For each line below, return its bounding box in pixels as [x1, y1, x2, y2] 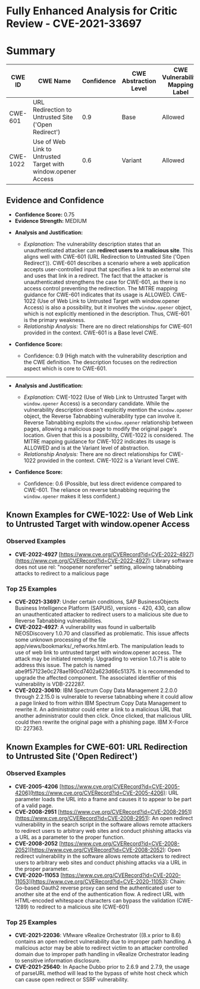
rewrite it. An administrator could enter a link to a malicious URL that [14, 705, 182, 713]
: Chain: [167, 878, 186, 885]
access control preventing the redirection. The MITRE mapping [23, 284, 178, 292]
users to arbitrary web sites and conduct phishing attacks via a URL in [14, 858, 187, 866]
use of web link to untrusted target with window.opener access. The [14, 649, 182, 656]
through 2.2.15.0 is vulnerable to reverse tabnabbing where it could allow [14, 693, 193, 700]
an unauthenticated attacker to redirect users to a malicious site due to [14, 610, 189, 618]
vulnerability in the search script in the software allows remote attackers [14, 821, 192, 828]
